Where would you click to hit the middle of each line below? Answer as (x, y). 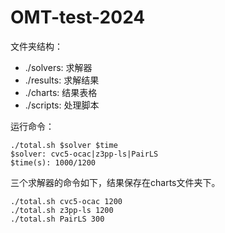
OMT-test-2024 (78, 17)
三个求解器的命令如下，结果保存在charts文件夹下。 (115, 182)
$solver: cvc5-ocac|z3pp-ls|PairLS (84, 154)
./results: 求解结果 (62, 80)
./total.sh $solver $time (64, 145)
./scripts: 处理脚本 (62, 105)
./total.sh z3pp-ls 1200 (62, 210)
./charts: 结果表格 (61, 92)
